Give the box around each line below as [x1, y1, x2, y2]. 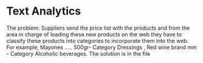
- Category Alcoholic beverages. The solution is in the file [6, 50, 151, 57]
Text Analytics [6, 4, 81, 18]
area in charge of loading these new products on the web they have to [6, 30, 182, 38]
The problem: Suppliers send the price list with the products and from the [6, 24, 190, 31]
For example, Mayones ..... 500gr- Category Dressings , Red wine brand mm [6, 44, 198, 51]
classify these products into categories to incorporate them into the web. [6, 37, 189, 44]
